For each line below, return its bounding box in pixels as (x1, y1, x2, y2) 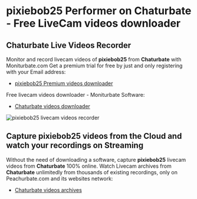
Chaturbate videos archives (14, 186, 83, 193)
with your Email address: (6, 68, 66, 75)
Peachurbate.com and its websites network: (6, 175, 113, 182)
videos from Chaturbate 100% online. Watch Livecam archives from (6, 162, 172, 169)
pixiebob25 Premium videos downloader (14, 80, 113, 87)
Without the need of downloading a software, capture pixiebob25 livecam (6, 156, 186, 163)
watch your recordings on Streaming (6, 141, 143, 151)
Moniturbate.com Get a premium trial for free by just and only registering (6, 62, 183, 69)
